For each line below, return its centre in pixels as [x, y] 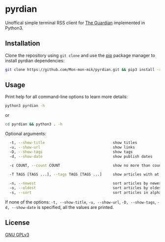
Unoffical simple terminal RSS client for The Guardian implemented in [75, 23]
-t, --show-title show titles [73, 143]
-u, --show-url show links [72, 147]
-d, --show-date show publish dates [81, 156]
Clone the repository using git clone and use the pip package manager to [80, 55]
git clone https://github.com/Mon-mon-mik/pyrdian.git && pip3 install [80, 69]
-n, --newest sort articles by [79, 183]
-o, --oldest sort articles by [79, 188]
